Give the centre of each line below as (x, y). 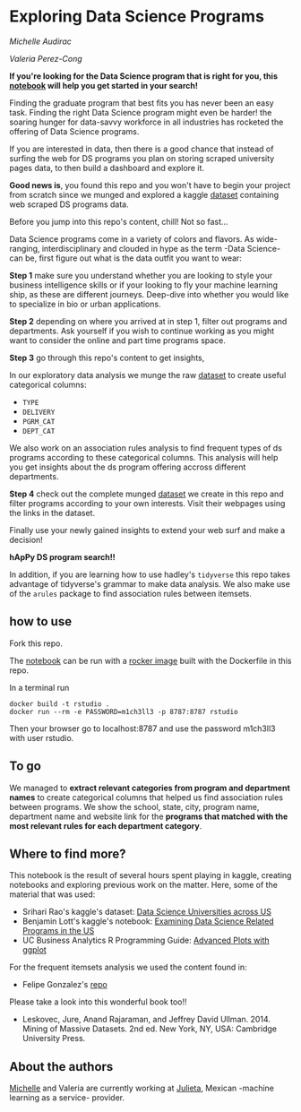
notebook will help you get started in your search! (104, 85)
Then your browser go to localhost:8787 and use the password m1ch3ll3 (142, 728)
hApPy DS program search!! (62, 556)
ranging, (25, 248)
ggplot (34, 950)
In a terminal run (39, 687)
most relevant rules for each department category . (106, 825)
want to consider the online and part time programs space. (118, 340)
